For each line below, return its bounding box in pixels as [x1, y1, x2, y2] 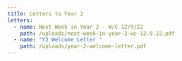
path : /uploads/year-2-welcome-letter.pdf [20, 43, 147, 50]
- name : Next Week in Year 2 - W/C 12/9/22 [13, 23, 143, 30]
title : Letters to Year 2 [7, 10, 83, 18]
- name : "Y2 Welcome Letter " [13, 36, 102, 43]
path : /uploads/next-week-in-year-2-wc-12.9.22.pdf [20, 29, 175, 37]
